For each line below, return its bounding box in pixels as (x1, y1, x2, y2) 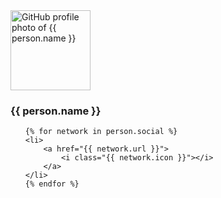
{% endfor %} (24, 179, 80, 189)
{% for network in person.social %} (24, 127, 178, 137)
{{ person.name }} (10, 104, 102, 118)
